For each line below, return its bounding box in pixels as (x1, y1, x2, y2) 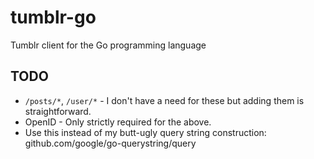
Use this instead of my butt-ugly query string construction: (24, 126, 267, 138)
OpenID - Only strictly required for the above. (24, 116, 212, 128)
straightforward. (24, 105, 92, 117)
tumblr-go (10, 6, 97, 29)
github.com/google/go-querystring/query (24, 137, 197, 149)
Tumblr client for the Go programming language (10, 39, 207, 51)
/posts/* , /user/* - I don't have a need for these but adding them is (24, 94, 305, 106)
